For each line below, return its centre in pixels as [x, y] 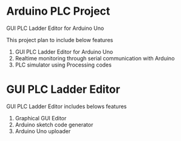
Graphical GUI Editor [41, 118]
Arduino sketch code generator [54, 125]
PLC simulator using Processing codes [63, 65]
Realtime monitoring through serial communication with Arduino [95, 58]
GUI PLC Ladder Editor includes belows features [67, 106]
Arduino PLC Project [58, 11]
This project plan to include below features [60, 40]
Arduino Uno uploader [43, 131]
